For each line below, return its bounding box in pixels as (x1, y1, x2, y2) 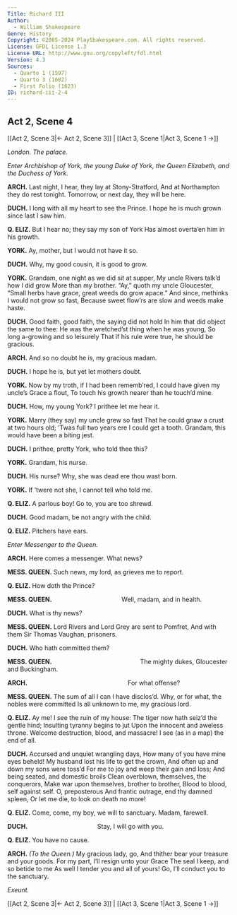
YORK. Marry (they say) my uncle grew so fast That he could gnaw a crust (7, 415, 224, 424)
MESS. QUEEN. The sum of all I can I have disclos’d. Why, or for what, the (7, 692, 222, 700)
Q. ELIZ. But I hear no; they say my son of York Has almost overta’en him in (7, 225, 225, 233)
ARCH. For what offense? (7, 678, 181, 687)
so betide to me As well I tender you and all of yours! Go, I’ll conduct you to (7, 864, 226, 873)
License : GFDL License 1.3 (7, 43, 87, 50)
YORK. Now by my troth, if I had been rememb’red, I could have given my (7, 381, 221, 389)
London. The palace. (7, 148, 68, 156)
